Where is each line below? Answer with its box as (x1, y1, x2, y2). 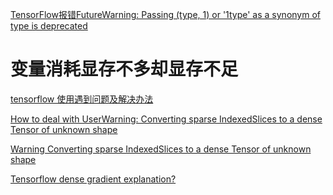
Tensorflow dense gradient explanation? (10, 173, 177, 185)
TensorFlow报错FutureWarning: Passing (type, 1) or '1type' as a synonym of (10, 9, 321, 20)
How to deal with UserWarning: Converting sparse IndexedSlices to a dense (10, 113, 323, 125)
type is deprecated (10, 20, 88, 32)
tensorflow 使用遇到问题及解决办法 (10, 93, 154, 105)
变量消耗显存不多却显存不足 (10, 58, 239, 81)
